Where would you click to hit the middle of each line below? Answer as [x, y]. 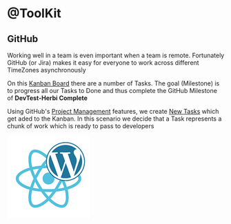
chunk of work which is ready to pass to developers [81, 126]
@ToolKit [34, 13]
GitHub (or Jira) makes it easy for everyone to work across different [103, 63]
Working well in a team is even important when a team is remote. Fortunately [116, 55]
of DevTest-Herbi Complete [48, 98]
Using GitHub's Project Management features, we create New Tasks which [113, 111]
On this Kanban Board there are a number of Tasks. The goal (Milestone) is [113, 83]
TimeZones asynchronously [47, 70]
